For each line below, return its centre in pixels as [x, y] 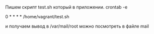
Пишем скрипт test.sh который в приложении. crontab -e [66, 7]
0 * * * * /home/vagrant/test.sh [37, 17]
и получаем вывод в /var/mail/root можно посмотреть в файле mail [77, 26]
